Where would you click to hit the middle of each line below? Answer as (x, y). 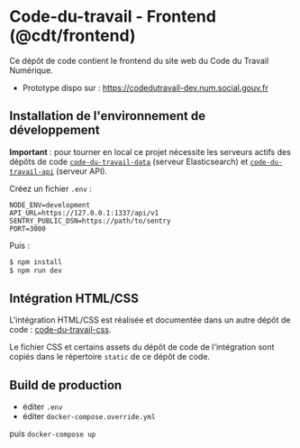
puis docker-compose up (53, 434)
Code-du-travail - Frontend (113, 17)
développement (55, 130)
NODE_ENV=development (50, 205)
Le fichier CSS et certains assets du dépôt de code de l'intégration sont (142, 347)
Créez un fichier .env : (50, 188)
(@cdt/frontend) (73, 36)
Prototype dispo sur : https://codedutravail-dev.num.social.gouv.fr (145, 87)
